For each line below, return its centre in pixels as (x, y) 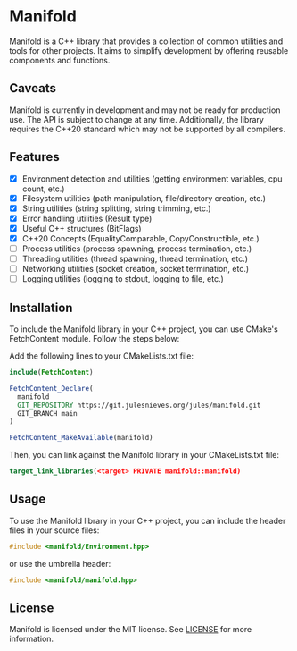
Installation (41, 307)
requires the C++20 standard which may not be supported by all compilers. (147, 129)
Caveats (33, 88)
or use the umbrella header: (60, 563)
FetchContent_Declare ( (51, 388)
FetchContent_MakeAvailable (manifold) (81, 438)
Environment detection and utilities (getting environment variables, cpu (152, 178)
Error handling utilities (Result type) (87, 218)
